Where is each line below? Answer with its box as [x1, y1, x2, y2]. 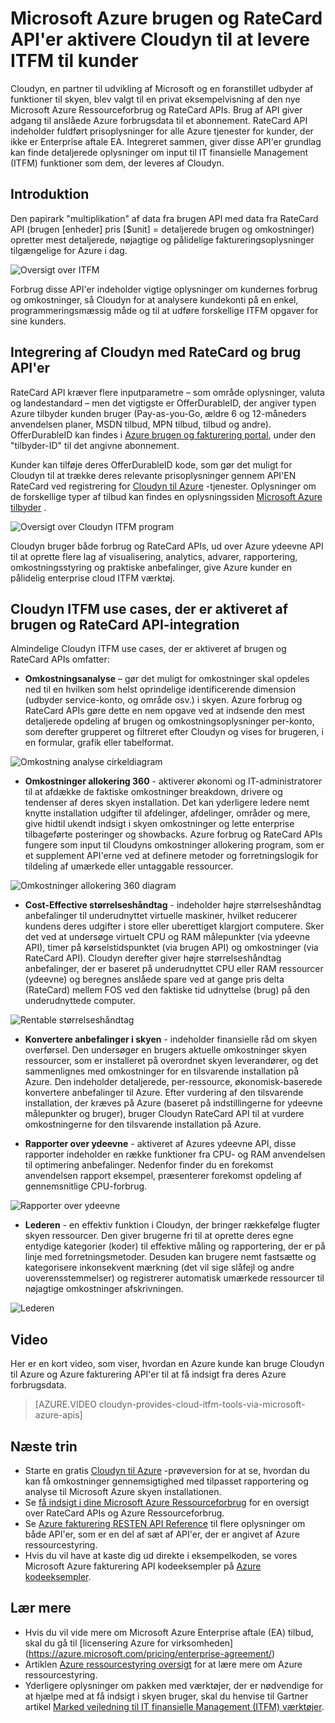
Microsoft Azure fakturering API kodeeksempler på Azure [24, 1560, 262, 1572]
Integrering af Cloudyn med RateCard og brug [10, 344, 302, 361]
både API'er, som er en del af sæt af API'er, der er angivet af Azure [24, 1528, 300, 1540]
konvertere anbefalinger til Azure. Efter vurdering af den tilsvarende [24, 1087, 304, 1099]
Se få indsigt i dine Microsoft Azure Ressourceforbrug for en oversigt [24, 1497, 310, 1508]
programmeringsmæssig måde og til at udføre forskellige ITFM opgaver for [10, 304, 319, 316]
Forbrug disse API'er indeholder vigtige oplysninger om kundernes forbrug [10, 283, 318, 295]
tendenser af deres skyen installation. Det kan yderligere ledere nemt [24, 797, 310, 809]
